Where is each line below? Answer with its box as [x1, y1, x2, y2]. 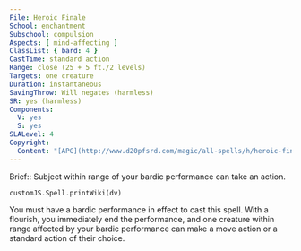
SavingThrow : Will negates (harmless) [9, 88, 154, 97]
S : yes [17, 122, 42, 131]
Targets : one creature [9, 72, 94, 81]
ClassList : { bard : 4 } [9, 47, 99, 56]
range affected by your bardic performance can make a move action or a [9, 223, 278, 234]
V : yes [17, 113, 42, 122]
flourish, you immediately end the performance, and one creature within [9, 213, 275, 224]
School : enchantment [9, 22, 87, 30]
